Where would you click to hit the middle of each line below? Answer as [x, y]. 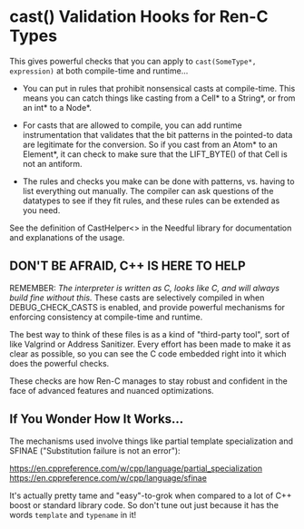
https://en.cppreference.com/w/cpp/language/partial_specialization [136, 468]
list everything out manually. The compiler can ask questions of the [148, 191]
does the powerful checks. [59, 363]
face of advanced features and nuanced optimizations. [112, 390]
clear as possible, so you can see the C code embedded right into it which [148, 353]
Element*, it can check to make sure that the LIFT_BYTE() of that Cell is [155, 154]
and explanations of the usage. [67, 237]
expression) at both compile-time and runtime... [99, 71]
